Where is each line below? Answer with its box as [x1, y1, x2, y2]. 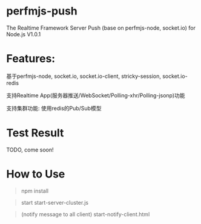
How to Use [6, 167, 65, 181]
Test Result [6, 126, 64, 140]
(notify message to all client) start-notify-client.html [21, 210, 150, 218]
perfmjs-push [6, 4, 77, 18]
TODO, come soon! [6, 146, 54, 153]
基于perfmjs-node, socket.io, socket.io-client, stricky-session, [6, 72, 162, 80]
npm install [21, 187, 49, 194]
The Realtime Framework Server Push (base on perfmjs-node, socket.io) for [6, 24, 196, 31]
